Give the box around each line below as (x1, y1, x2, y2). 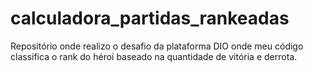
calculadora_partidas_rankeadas (10, 7, 290, 30)
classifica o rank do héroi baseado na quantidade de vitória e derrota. (10, 50, 298, 62)
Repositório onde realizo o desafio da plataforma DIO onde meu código (10, 40, 304, 52)
